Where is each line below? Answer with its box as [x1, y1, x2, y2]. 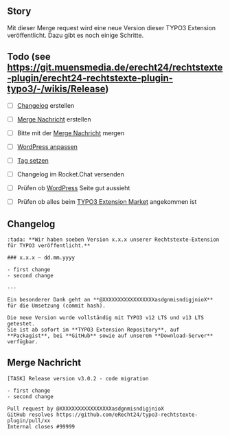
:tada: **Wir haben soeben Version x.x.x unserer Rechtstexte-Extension [7, 236, 220, 243]
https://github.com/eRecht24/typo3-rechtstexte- [56, 411, 198, 418]
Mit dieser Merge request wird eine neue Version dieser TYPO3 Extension [7, 23, 216, 32]
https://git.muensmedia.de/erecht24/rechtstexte [7, 62, 223, 73]
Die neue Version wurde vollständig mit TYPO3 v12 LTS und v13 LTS [7, 314, 205, 321]
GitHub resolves [7, 411, 54, 418]
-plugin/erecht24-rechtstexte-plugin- [7, 72, 174, 84]
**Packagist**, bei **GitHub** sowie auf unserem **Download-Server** [7, 332, 214, 339]
